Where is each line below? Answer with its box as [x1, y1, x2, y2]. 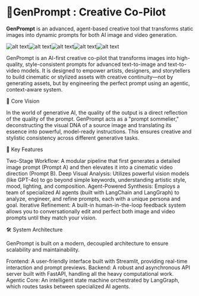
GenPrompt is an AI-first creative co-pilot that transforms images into [6, 54, 176, 61]
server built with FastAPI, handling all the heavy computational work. [6, 270, 174, 277]
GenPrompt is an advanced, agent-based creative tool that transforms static [6, 25, 194, 32]
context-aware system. [6, 86, 63, 93]
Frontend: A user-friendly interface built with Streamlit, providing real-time [6, 257, 188, 264]
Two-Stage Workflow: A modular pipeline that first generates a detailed [6, 157, 181, 164]
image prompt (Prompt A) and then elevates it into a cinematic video [6, 163, 173, 171]
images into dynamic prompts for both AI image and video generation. [6, 31, 178, 38]
